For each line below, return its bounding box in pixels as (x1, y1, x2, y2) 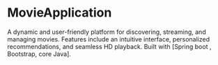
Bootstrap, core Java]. (7, 50, 72, 58)
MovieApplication (7, 5, 112, 21)
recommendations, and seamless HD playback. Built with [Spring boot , (7, 42, 212, 50)
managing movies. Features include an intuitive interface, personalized (7, 35, 210, 43)
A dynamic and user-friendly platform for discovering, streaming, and (7, 28, 207, 36)
